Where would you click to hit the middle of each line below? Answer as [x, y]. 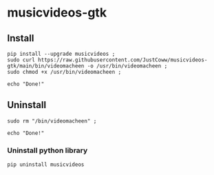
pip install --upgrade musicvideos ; [61, 54]
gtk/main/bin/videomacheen [46, 66]
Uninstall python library [47, 150]
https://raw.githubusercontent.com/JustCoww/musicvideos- [122, 60]
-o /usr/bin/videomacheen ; [127, 66]
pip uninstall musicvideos [46, 165]
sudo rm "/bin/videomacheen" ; [52, 121]
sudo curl [21, 60]
